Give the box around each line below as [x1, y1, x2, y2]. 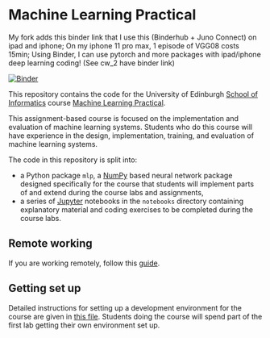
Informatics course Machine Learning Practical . [8, 98, 166, 107]
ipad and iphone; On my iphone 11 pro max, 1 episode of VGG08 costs [8, 40, 239, 50]
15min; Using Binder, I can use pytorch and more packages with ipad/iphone [8, 49, 262, 59]
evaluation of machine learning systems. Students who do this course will [8, 122, 252, 131]
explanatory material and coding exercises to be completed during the [19, 204, 254, 215]
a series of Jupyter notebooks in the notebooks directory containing [19, 196, 244, 206]
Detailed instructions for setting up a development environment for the [8, 303, 242, 312]
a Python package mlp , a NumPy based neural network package [19, 170, 233, 180]
